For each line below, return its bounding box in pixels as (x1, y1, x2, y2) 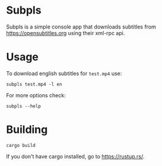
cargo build (6, 142, 36, 148)
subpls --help (6, 103, 42, 109)
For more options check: (6, 91, 66, 98)
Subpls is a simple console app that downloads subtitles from (6, 23, 156, 30)
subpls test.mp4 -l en (6, 81, 62, 87)
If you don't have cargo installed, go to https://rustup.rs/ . (6, 152, 145, 160)
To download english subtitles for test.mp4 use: (6, 69, 122, 77)
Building (6, 123, 48, 136)
